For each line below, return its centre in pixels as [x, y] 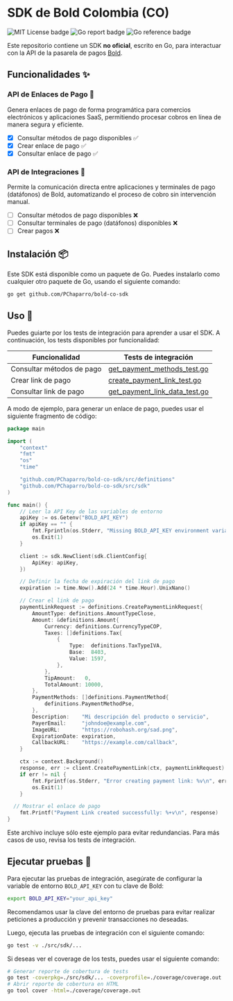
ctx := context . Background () [62, 762]
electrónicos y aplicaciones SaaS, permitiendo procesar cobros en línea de [114, 117]
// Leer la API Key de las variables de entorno [91, 512]
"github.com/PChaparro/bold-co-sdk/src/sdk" [85, 486]
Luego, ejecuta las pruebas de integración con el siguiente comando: [106, 932]
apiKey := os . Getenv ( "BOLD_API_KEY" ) [74, 518]
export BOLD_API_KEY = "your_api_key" [60, 898]
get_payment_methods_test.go [159, 369]
